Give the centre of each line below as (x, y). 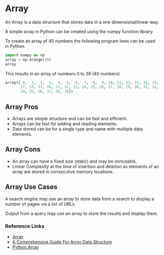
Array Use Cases (31, 187)
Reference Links (25, 226)
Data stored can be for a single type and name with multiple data (77, 129)
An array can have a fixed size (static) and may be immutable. (74, 161)
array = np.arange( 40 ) (28, 60)
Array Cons (23, 149)
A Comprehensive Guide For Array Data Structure (62, 242)
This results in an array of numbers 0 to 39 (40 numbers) (62, 73)
